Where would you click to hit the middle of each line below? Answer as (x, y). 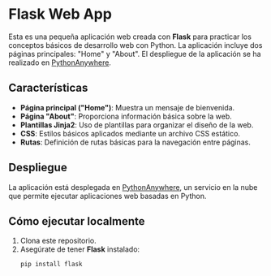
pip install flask (51, 265)
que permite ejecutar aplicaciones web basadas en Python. (108, 196)
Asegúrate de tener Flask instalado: (80, 249)
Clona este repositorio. (58, 241)
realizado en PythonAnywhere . (60, 63)
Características (48, 88)
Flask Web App (60, 14)
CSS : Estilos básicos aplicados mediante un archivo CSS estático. (130, 133)
